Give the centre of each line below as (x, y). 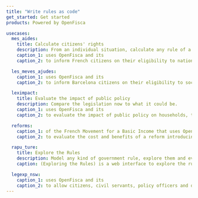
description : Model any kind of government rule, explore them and (101, 158)
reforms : (22, 126)
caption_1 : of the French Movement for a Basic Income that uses (99, 131)
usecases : (18, 33)
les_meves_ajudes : (34, 72)
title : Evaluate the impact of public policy (74, 99)
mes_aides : (25, 39)
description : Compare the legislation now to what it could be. (97, 104)
